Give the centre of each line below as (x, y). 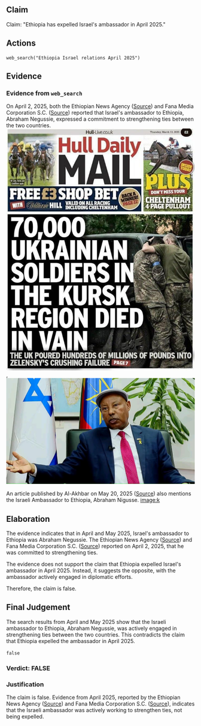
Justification (25, 684)
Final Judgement (38, 607)
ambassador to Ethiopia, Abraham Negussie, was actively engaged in (92, 628)
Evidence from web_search (44, 93)
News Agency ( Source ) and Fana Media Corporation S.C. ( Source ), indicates (100, 703)
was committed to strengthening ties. (52, 552)
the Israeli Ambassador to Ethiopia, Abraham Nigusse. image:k (83, 500)
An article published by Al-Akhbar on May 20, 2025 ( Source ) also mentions (99, 494)
